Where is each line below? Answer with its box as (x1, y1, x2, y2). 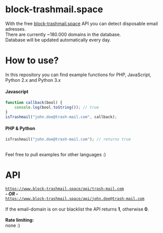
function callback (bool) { (5, 100, 63, 105)
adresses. (5, 26, 26, 32)
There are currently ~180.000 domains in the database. (5, 31, 121, 37)
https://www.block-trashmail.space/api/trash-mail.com (5, 186, 124, 191)
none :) (5, 222, 20, 228)
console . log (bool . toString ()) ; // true (14, 105, 99, 110)
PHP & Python (5, 125, 36, 131)
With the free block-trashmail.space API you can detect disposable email (5, 20, 158, 27)
